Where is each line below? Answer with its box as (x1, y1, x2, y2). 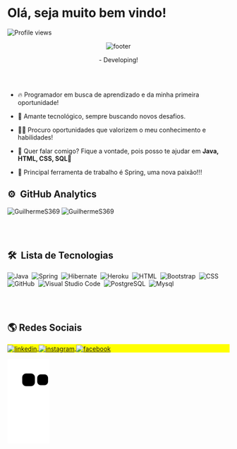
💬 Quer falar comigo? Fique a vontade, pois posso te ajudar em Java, (17, 147, 219, 155)
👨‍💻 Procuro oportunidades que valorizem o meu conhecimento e (17, 125, 207, 134)
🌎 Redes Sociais (7, 321, 83, 333)
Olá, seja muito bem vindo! (7, 5, 167, 21)
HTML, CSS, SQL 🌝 (17, 154, 72, 163)
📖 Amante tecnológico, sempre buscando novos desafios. (17, 111, 186, 121)
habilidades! (17, 133, 54, 142)
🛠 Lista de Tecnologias (7, 250, 114, 262)
